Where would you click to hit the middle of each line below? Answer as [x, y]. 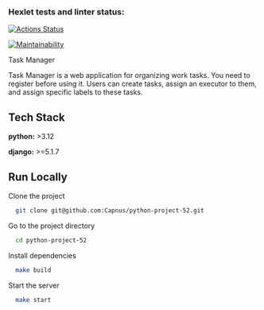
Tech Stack [37, 117]
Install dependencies [43, 255]
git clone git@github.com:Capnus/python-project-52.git [110, 210]
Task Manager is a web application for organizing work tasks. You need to [129, 76]
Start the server [34, 285]
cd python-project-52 [51, 240]
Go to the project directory [52, 226]
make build [33, 270]
